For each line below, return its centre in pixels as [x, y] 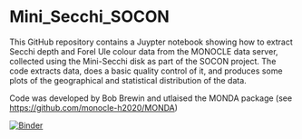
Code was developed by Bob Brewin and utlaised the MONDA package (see [151, 98]
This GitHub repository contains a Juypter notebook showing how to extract [151, 42]
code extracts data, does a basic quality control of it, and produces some [146, 71]
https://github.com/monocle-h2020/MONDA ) [94, 107]
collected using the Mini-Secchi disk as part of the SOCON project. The [143, 61]
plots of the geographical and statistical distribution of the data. [128, 80]
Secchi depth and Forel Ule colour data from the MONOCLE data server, [144, 51]
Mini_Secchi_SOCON [89, 17]
